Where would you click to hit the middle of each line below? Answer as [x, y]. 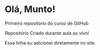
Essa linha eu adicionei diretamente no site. [50, 43]
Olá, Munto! [30, 9]
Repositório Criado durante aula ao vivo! [47, 33]
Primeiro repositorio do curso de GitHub [47, 23]
